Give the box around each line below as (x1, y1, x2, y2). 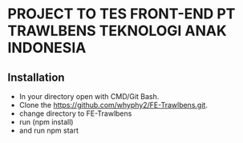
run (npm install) (18, 117, 74, 126)
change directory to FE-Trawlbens (18, 109, 132, 118)
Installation (7, 70, 65, 84)
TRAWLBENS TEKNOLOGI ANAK (7, 22, 227, 40)
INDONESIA (7, 39, 87, 57)
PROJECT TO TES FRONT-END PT (7, 5, 236, 23)
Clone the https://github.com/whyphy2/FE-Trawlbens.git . (18, 101, 208, 109)
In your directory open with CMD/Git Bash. (18, 92, 160, 101)
